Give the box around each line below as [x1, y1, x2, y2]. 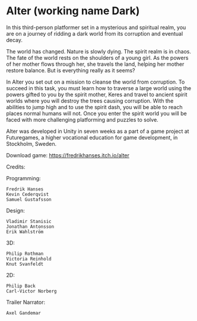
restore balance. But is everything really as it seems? [6, 66, 135, 74]
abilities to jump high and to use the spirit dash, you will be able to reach [6, 103, 183, 110]
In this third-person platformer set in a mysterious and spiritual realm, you [6, 24, 186, 31]
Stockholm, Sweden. [6, 140, 57, 147]
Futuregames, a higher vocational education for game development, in [6, 134, 178, 141]
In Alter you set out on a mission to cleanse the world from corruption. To [6, 78, 185, 85]
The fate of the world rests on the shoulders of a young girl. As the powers [6, 54, 189, 61]
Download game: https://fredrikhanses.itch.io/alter [6, 151, 129, 158]
